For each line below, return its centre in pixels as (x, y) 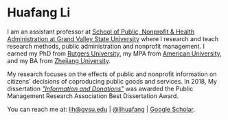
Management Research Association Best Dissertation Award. (93, 96)
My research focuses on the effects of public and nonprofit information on (112, 74)
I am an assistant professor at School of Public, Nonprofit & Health (101, 32)
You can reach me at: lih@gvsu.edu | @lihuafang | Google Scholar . (101, 109)
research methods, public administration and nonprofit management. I (106, 46)
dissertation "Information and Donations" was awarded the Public (100, 88)
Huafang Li (39, 13)
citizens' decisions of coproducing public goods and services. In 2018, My (112, 81)
